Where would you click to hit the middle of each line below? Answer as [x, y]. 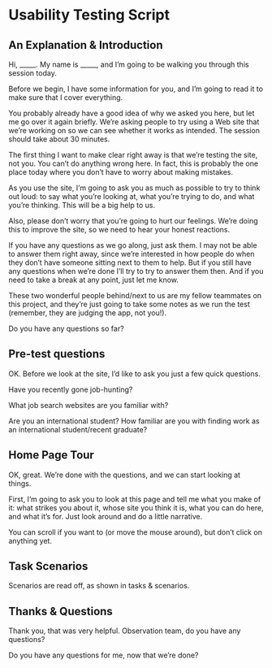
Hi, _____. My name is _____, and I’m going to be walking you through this [129, 64]
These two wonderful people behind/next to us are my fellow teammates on [135, 295]
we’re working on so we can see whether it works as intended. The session [134, 130]
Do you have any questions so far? [66, 328]
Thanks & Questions [61, 611]
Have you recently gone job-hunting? [71, 389]
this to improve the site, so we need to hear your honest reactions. [119, 230]
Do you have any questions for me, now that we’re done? [104, 655]
